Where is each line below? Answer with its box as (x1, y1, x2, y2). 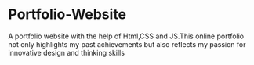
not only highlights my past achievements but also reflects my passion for (8, 39, 246, 49)
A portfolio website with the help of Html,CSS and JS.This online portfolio (8, 31, 245, 41)
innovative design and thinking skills (8, 48, 125, 57)
